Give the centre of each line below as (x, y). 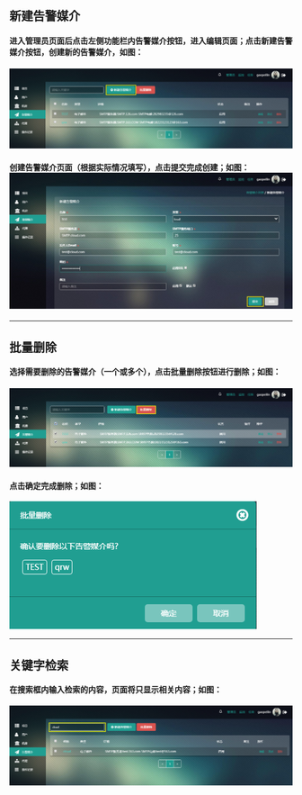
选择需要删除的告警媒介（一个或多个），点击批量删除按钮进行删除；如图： (145, 372)
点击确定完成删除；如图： (57, 485)
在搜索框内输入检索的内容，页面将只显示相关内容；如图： (115, 690)
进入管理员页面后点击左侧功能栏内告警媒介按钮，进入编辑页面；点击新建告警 (151, 41)
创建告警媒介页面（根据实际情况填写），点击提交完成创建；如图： (129, 167)
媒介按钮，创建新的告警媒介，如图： (76, 51)
